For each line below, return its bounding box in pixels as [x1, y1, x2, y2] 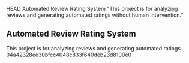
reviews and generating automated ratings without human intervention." [6, 11, 184, 19]
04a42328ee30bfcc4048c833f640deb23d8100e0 [6, 51, 132, 58]
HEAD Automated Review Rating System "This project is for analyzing [6, 5, 178, 12]
